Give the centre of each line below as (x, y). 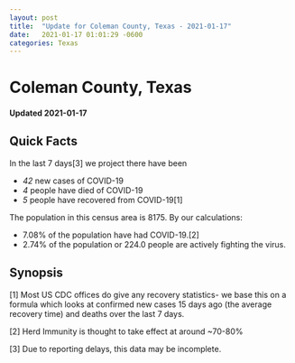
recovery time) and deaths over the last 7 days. (97, 313)
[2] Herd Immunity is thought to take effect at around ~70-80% (126, 331)
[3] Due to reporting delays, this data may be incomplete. (115, 349)
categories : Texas (44, 43)
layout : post (34, 18)
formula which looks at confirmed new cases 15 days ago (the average (141, 304)
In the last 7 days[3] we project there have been (98, 163)
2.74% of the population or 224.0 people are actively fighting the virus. (154, 244)
